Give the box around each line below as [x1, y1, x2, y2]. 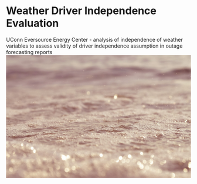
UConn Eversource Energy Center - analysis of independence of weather [6, 36, 183, 43]
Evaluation [6, 16, 59, 30]
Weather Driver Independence [6, 4, 157, 18]
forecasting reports [6, 48, 53, 55]
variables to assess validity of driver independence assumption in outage [6, 42, 183, 49]
